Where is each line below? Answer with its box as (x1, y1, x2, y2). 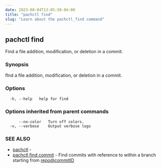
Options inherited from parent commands (5, 108, 109, 115)
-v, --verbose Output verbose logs (10, 124, 92, 129)
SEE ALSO (5, 135, 31, 142)
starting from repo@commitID (12, 157, 74, 163)
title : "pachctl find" (5, 12, 53, 17)
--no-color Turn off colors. (18, 119, 85, 124)
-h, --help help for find (10, 96, 69, 101)
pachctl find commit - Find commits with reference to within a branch (12, 152, 156, 158)
